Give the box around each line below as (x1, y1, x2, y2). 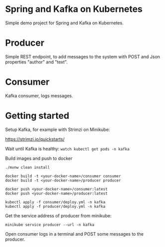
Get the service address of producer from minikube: (5, 212, 112, 219)
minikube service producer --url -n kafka (5, 222, 94, 227)
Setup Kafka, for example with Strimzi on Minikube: (5, 126, 110, 132)
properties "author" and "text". (5, 59, 68, 65)
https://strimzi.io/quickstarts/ (5, 136, 65, 142)
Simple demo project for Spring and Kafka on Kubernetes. (5, 20, 124, 26)
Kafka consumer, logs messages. (5, 93, 73, 99)
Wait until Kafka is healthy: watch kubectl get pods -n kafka (5, 145, 130, 152)
